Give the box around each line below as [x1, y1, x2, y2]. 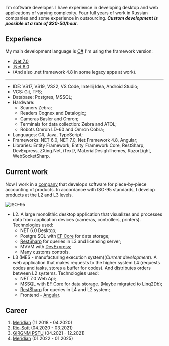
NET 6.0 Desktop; [20, 227, 57, 234]
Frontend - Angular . [20, 292, 61, 298]
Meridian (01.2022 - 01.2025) [12, 335, 73, 342]
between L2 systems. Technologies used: [12, 270, 99, 276]
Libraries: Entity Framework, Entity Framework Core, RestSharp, [12, 142, 145, 148]
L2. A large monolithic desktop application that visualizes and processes [12, 211, 162, 217]
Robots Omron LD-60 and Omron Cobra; [20, 126, 104, 132]
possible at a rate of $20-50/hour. [5, 20, 79, 26]
